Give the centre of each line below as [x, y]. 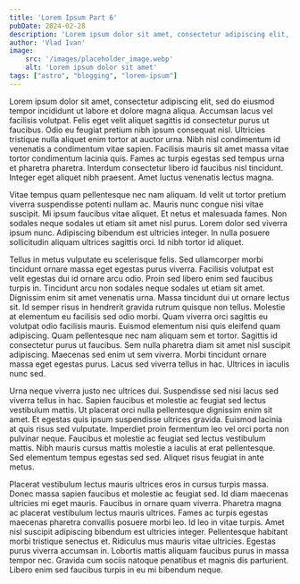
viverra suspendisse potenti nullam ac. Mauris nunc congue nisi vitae [137, 204]
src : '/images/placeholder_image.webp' [100, 59]
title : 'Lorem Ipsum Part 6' [63, 17]
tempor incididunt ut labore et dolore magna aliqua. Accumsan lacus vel [142, 110]
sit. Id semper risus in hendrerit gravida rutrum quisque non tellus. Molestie [147, 307]
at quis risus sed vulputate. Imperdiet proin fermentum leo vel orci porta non [150, 428]
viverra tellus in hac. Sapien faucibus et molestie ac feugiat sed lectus [137, 400]
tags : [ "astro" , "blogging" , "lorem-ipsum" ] [93, 76]
